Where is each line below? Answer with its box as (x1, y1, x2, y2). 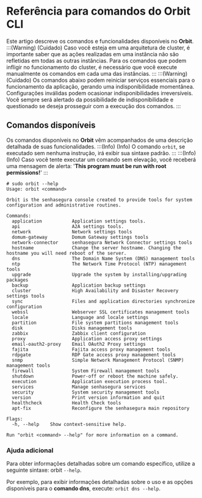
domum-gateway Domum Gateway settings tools (12, 234, 149, 240)
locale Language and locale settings (12, 314, 149, 320)
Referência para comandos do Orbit (6, 4, 191, 18)
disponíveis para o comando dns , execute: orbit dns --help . (6, 485, 161, 493)
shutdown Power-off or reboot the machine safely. (12, 373, 179, 379)
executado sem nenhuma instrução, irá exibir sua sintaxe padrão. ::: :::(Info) (6, 149, 197, 156)
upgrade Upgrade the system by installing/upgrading (12, 271, 187, 277)
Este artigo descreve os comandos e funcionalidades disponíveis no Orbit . (6, 37, 194, 45)
